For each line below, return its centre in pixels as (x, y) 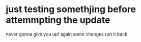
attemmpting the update (58, 20)
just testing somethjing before (71, 9)
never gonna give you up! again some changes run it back (67, 34)
